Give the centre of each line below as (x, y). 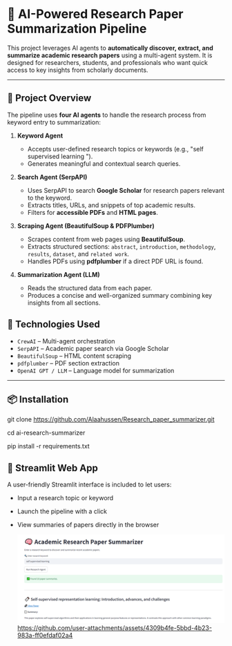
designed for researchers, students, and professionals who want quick (108, 62)
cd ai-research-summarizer (46, 433)
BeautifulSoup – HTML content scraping (74, 356)
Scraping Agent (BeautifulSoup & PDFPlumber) (86, 226)
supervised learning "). (60, 156)
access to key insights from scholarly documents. (78, 70)
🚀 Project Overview (49, 98)
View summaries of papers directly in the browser (88, 525)
